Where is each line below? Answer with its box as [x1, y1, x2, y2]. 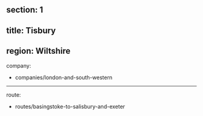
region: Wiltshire [6, 46, 71, 56]
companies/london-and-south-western [14, 74, 113, 81]
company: [6, 62, 31, 69]
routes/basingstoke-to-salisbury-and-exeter [14, 103, 126, 110]
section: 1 [6, 5, 43, 15]
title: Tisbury [6, 25, 56, 36]
